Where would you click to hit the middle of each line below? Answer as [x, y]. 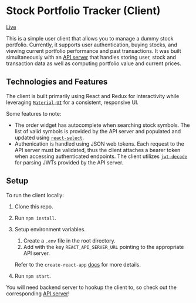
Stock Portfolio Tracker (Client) [83, 11]
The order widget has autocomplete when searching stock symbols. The [102, 125]
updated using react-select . [49, 137]
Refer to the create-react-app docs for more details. [78, 264]
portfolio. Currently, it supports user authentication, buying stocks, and [92, 45]
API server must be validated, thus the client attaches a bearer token [97, 150]
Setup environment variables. [50, 229]
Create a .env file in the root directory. [69, 240]
